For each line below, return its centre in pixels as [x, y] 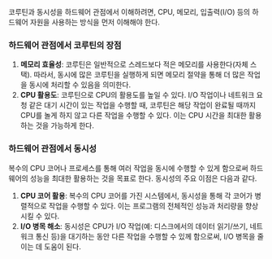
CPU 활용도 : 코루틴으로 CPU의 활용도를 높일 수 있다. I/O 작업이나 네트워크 [137, 95]
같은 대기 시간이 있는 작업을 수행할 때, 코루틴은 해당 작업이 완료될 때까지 [142, 105]
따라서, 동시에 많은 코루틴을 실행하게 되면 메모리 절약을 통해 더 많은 [140, 75]
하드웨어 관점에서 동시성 [53, 149]
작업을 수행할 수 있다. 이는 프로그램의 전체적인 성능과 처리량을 [146, 205]
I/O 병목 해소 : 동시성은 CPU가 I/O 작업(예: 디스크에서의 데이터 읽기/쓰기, [134, 226]
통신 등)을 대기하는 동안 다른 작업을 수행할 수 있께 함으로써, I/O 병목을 [145, 236]
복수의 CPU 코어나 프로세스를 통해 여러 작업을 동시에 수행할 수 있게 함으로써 [129, 168]
